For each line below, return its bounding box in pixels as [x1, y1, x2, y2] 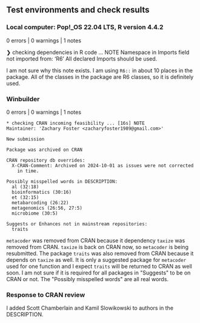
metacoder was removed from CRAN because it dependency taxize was [6, 236, 185, 244]
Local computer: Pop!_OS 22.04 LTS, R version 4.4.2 [6, 23, 164, 32]
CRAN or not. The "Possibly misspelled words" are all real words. [6, 275, 168, 282]
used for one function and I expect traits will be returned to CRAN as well [6, 262, 192, 270]
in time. [17, 168, 39, 174]
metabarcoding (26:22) [12, 199, 69, 205]
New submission [6, 136, 45, 142]
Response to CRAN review [6, 290, 85, 299]
